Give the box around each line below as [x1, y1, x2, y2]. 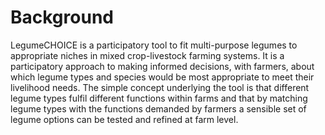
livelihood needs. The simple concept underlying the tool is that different [10, 81, 310, 93]
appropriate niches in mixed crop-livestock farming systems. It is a [10, 49, 285, 61]
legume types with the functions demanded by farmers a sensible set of [10, 102, 307, 115]
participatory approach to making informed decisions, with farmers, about [10, 60, 315, 72]
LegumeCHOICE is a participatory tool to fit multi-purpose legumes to [10, 39, 298, 51]
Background [10, 6, 114, 29]
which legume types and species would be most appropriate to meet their [10, 71, 315, 83]
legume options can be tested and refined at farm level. [10, 113, 239, 125]
